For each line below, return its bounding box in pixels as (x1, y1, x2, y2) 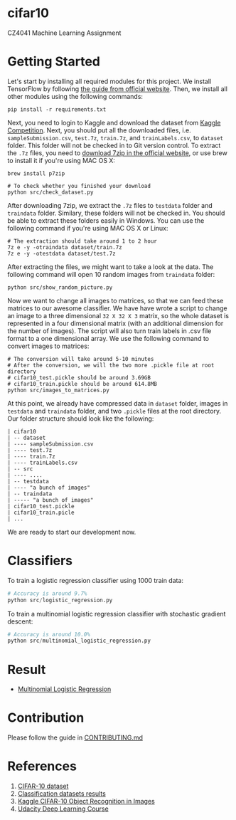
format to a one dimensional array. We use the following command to (7, 334, 210, 342)
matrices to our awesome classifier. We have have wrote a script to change (7, 304, 227, 312)
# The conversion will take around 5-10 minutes (7, 355, 154, 362)
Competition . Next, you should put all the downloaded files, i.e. (7, 126, 191, 135)
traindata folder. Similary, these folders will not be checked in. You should (7, 209, 225, 217)
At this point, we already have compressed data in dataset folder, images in (7, 399, 228, 407)
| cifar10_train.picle (7, 509, 75, 516)
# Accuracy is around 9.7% (7, 589, 87, 597)
